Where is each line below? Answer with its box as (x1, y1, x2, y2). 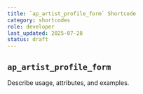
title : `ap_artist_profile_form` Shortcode (7, 10, 137, 17)
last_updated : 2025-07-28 (7, 29, 83, 37)
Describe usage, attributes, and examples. (7, 78, 130, 87)
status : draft (7, 36, 49, 43)
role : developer (7, 23, 55, 30)
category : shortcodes (7, 17, 71, 24)
